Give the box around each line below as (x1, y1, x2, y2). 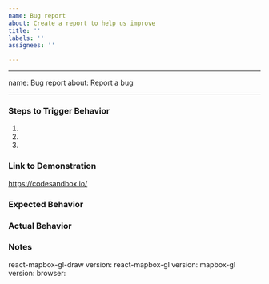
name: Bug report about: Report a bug (8, 78, 134, 88)
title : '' (8, 26, 42, 34)
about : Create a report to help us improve (8, 19, 156, 27)
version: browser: (8, 268, 66, 278)
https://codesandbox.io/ (8, 178, 88, 188)
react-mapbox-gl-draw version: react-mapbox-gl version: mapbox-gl (8, 259, 236, 269)
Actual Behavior (8, 220, 72, 231)
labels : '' (8, 34, 45, 42)
